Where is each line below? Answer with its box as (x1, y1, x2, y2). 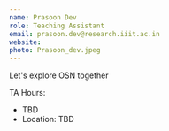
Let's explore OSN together (9, 70, 109, 81)
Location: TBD (21, 114, 75, 125)
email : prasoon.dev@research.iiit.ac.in (9, 29, 161, 38)
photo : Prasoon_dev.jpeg (9, 46, 101, 55)
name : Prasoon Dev (9, 12, 77, 22)
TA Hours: (9, 88, 46, 98)
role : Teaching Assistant (9, 21, 104, 30)
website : (9, 37, 42, 47)
